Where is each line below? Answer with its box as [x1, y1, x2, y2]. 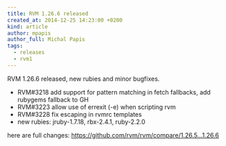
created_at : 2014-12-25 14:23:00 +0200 [7, 17, 123, 24]
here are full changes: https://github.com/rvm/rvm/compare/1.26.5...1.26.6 [7, 131, 219, 139]
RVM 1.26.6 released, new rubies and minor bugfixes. [7, 74, 160, 83]
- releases [13, 49, 45, 56]
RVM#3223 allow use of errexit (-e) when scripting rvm [17, 102, 176, 111]
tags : [7, 42, 23, 49]
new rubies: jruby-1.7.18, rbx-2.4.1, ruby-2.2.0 [17, 117, 146, 126]
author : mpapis [7, 29, 51, 37]
